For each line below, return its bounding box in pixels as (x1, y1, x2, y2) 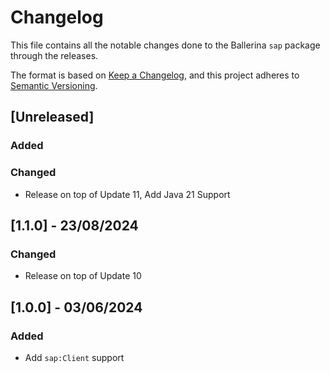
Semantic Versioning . (10, 79, 98, 91)
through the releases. (10, 49, 99, 61)
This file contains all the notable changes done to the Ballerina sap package (10, 39, 321, 51)
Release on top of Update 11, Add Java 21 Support (24, 188, 231, 200)
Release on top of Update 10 (24, 270, 142, 282)
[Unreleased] (10, 109, 95, 126)
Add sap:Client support (24, 351, 125, 363)
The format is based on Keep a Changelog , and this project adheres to (10, 69, 300, 81)
